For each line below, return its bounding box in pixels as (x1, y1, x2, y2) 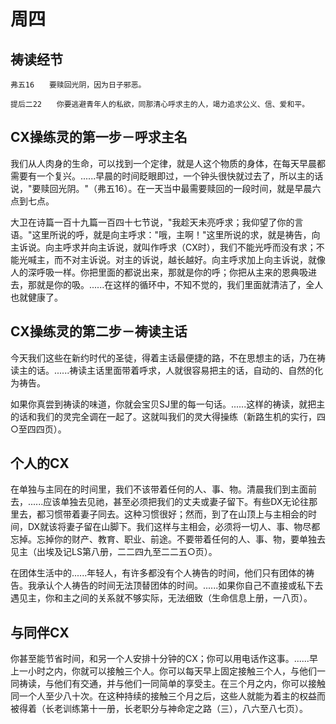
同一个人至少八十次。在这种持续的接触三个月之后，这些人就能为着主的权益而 (10, 690, 326, 702)
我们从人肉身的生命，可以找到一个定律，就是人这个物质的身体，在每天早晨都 (10, 157, 326, 169)
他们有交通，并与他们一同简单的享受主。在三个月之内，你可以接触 (53, 678, 326, 690)
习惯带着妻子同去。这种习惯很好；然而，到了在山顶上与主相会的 (44, 508, 308, 520)
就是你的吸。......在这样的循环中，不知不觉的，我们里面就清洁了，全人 (36, 278, 324, 290)
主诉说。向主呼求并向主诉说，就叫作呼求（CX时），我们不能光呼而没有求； (10, 241, 317, 253)
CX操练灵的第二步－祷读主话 (10, 323, 188, 340)
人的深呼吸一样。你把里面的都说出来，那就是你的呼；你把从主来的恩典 (10, 266, 300, 278)
